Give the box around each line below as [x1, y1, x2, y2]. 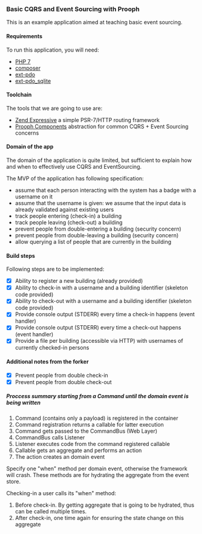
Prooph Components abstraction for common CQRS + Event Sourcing [15, 123, 189, 130]
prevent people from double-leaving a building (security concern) [15, 231, 179, 238]
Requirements [6, 32, 43, 39]
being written [6, 399, 41, 407]
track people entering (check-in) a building [15, 212, 122, 220]
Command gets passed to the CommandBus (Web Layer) [15, 427, 158, 434]
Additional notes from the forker [6, 358, 89, 365]
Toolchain [6, 91, 32, 98]
